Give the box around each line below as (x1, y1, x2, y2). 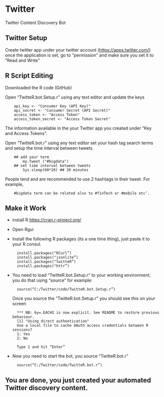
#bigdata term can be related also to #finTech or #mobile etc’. (14, 190, 150, 196)
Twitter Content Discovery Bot (5, 20, 66, 26)
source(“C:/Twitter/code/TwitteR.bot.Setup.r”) (17, 287, 116, 292)
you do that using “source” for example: (12, 277, 93, 283)
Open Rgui (12, 227, 34, 233)
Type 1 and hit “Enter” (17, 344, 65, 349)
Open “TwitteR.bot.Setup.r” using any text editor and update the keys (5, 94, 145, 100)
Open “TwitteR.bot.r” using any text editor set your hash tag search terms (5, 140, 153, 146)
